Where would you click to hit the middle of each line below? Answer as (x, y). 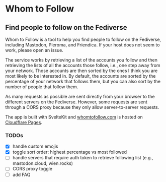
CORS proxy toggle (32, 169)
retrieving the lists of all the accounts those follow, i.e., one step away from (83, 65)
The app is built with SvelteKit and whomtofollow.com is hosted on (74, 117)
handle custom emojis (35, 146)
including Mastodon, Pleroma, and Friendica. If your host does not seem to (82, 45)
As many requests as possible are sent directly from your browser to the (80, 97)
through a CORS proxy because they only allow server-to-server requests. (82, 107)
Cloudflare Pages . (24, 122)
